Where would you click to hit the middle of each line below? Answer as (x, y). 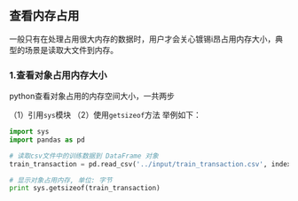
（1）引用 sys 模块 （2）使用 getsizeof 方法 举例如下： (106, 115)
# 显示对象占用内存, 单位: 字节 (61, 180)
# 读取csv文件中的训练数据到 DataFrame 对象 (84, 156)
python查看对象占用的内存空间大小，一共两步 (92, 97)
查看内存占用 (44, 16)
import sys (29, 132)
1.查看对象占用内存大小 (59, 75)
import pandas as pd (47, 140)
